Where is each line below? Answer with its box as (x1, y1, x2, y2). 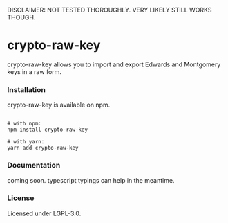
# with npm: (7, 121, 41, 127)
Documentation (7, 161, 61, 170)
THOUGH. (7, 13, 36, 21)
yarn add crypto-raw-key (7, 145, 79, 152)
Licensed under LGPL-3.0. (7, 209, 82, 217)
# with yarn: (7, 139, 45, 145)
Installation (7, 84, 46, 94)
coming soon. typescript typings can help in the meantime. (7, 176, 175, 184)
